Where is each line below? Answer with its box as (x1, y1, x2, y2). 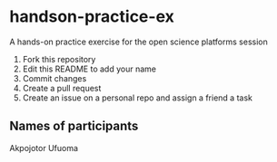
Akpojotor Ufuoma (9, 142, 79, 153)
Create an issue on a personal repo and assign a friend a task (22, 92, 252, 103)
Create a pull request (22, 82, 102, 93)
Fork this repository (22, 53, 96, 64)
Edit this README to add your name (22, 63, 157, 74)
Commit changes (22, 72, 87, 83)
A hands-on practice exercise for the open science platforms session (9, 36, 268, 47)
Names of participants (9, 119, 139, 134)
